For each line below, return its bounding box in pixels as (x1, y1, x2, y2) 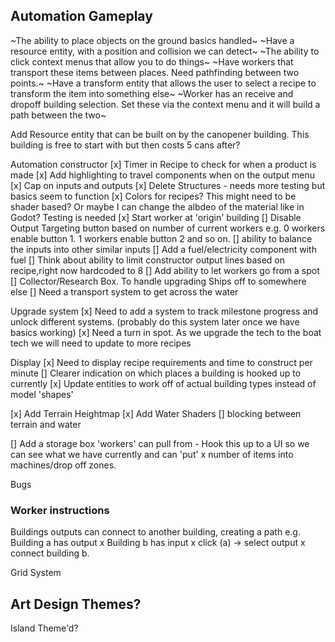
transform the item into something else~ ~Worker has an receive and (10, 87, 294, 99)
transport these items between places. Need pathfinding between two (10, 66, 300, 78)
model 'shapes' (10, 388, 74, 400)
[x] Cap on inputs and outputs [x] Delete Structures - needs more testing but (10, 179, 326, 191)
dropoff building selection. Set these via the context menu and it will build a (10, 98, 321, 110)
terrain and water (10, 418, 82, 430)
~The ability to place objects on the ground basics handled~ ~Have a (10, 34, 295, 46)
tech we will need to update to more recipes (10, 337, 192, 349)
